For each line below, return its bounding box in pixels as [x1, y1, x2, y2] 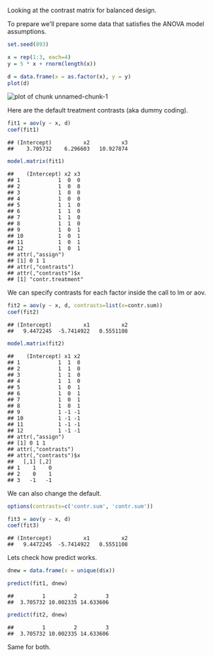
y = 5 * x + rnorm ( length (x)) [7, 60, 97, 67]
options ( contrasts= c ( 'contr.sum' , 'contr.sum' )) [7, 503, 154, 510]
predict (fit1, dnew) [7, 580, 69, 587]
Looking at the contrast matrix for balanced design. [7, 6, 157, 14]
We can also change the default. [7, 489, 102, 498]
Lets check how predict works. [7, 554, 98, 562]
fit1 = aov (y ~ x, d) [7, 120, 71, 127]
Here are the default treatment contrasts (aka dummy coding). [7, 106, 189, 115]
